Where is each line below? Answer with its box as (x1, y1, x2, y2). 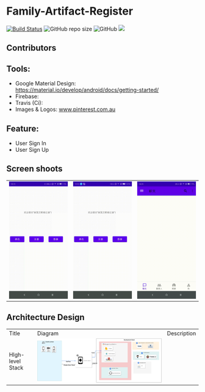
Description (167, 329, 196, 337)
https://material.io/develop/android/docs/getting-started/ (15, 87, 159, 94)
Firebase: (15, 93, 39, 100)
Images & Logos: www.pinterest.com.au (15, 105, 116, 113)
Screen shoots (6, 163, 63, 174)
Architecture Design (6, 312, 85, 323)
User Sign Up (15, 146, 49, 153)
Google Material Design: (15, 80, 76, 87)
